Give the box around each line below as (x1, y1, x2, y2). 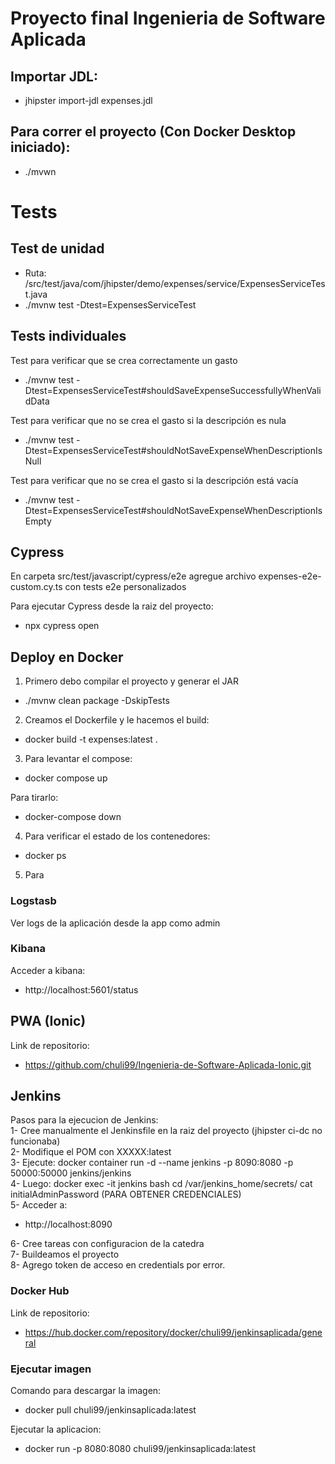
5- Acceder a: (10, 1199, 68, 1211)
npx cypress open (24, 620, 100, 632)
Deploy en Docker (10, 648, 124, 666)
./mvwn (24, 165, 57, 177)
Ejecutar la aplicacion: (10, 1423, 102, 1436)
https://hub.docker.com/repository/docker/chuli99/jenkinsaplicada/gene (24, 1326, 323, 1338)
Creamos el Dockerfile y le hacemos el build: (24, 714, 210, 726)
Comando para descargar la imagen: (10, 1385, 162, 1397)
